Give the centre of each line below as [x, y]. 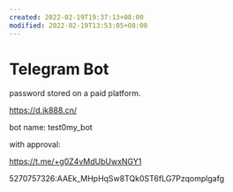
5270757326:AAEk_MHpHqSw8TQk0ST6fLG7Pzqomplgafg [117, 179]
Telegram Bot [59, 69]
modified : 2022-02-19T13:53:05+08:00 [79, 26]
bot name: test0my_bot [51, 128]
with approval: [35, 144]
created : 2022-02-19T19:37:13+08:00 [76, 17]
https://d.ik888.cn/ [43, 110]
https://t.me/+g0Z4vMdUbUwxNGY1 [75, 162]
